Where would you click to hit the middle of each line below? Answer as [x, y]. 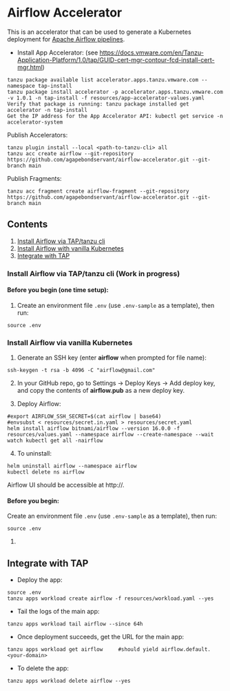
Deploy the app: [40, 580]
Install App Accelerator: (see [57, 52]
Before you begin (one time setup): [58, 290]
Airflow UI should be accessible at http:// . [66, 485]
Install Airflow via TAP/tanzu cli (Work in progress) [94, 273]
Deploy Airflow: [39, 404]
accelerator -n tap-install [48, 110]
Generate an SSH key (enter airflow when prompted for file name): [112, 358]
